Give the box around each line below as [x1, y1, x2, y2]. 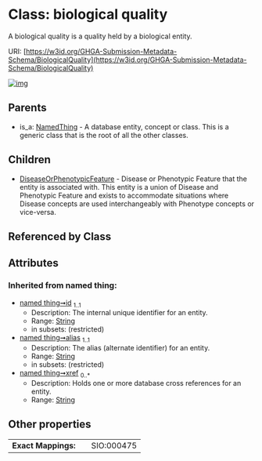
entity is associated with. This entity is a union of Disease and [19, 182, 219, 191]
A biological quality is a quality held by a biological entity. [8, 31, 193, 41]
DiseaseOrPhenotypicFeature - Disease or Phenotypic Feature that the [19, 174, 248, 183]
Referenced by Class [8, 230, 112, 243]
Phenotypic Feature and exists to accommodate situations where [19, 191, 229, 200]
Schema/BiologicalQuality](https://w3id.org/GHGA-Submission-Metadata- [8, 55, 248, 64]
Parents [8, 101, 47, 114]
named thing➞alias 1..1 [19, 333, 90, 344]
